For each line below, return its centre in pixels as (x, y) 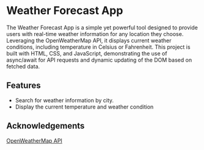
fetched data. (23, 66)
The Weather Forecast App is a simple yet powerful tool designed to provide (102, 27)
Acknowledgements (46, 126)
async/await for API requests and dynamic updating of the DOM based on (99, 60)
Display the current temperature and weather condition (84, 107)
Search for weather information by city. (64, 100)
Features (24, 86)
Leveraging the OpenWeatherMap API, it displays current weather (89, 40)
